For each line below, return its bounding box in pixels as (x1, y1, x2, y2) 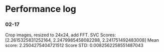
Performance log (5, 3, 76, 15)
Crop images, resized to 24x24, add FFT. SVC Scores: (5, 32, 116, 38)
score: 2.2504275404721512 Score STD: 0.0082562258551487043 (5, 43, 144, 49)
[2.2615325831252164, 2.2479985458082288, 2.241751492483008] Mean (5, 37, 160, 43)
